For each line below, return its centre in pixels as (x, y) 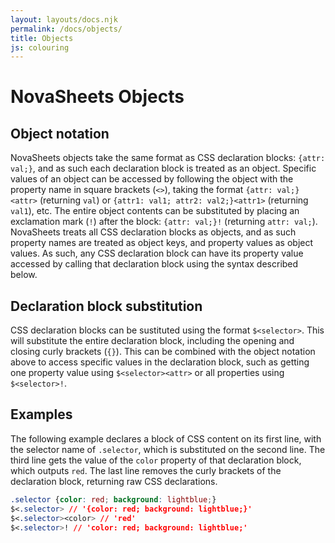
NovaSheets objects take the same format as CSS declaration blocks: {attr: (168, 158)
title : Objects (42, 38)
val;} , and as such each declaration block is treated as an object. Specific (163, 168)
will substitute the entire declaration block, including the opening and (152, 341)
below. (24, 275)
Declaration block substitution (106, 306)
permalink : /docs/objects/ (66, 29)
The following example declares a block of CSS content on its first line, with (166, 438)
